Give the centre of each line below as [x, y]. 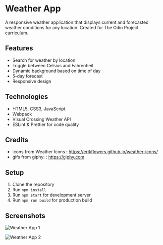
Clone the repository [33, 184]
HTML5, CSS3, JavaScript [39, 109]
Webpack [22, 114]
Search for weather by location [44, 60]
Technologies [27, 97]
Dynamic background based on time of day [56, 71]
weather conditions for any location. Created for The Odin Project [72, 27]
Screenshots [25, 216]
